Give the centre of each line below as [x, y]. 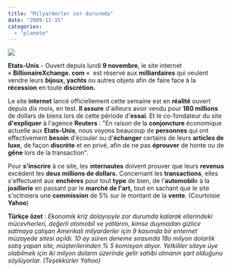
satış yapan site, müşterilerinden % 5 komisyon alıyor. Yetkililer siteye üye [113, 246]
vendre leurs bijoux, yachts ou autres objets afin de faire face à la [102, 80]
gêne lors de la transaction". [48, 152]
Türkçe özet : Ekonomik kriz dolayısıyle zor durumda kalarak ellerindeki [110, 216]
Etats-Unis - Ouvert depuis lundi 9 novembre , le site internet [95, 66]
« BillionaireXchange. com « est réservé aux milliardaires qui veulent [108, 73]
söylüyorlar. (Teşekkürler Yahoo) [54, 261]
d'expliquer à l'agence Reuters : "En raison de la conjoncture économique [115, 123]
